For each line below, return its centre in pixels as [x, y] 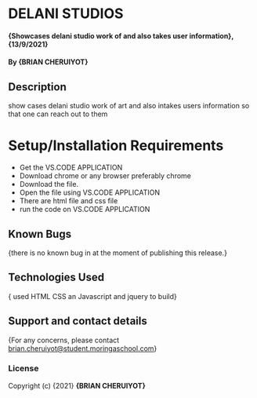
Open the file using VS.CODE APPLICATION [90, 192]
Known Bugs [40, 234]
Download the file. [49, 184]
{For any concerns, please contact [64, 340]
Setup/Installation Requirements [116, 146]
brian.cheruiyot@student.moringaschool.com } [83, 348]
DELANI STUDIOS [66, 14]
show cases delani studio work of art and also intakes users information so [129, 106]
